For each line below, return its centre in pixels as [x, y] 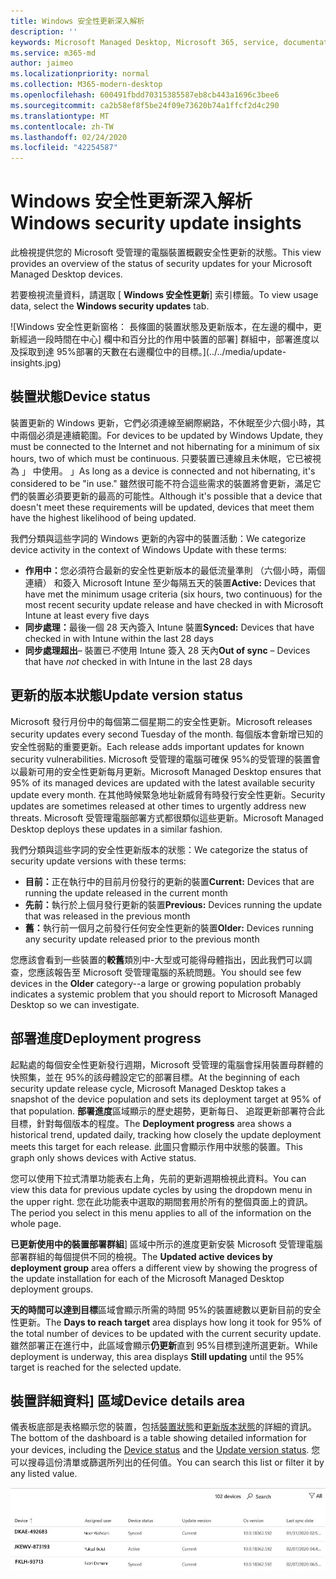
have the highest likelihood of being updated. [103, 517]
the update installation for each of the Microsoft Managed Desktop [147, 1278]
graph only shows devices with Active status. [103, 1157]
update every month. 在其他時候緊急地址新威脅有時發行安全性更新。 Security [168, 794]
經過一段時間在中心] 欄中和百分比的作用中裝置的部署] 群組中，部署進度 [165, 339]
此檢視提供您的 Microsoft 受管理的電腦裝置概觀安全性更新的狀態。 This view [166, 252]
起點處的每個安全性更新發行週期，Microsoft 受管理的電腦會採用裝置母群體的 [167, 1064]
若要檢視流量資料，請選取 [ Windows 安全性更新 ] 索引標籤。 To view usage [164, 295]
